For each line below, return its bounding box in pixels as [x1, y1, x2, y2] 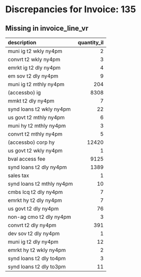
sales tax [8, 172, 30, 179]
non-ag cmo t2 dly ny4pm [8, 213, 71, 220]
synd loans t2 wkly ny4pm [8, 106, 71, 113]
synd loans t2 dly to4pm [8, 255, 66, 262]
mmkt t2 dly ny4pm [8, 97, 54, 104]
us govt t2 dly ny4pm [8, 205, 59, 212]
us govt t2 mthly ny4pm [8, 114, 65, 121]
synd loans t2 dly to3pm [8, 263, 66, 270]
